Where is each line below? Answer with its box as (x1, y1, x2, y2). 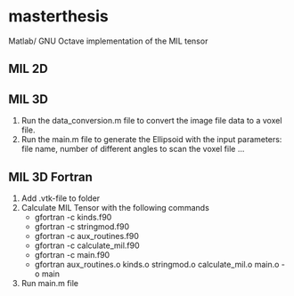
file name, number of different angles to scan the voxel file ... (20, 144, 245, 155)
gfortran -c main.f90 (34, 249, 110, 260)
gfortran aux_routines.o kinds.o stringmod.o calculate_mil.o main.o (34, 259, 280, 269)
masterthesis (8, 6, 109, 27)
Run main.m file (20, 277, 79, 288)
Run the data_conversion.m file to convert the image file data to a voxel (20, 116, 282, 126)
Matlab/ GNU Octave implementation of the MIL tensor (8, 36, 208, 46)
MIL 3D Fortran (8, 169, 93, 184)
